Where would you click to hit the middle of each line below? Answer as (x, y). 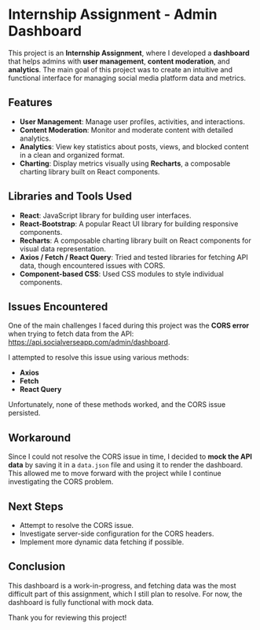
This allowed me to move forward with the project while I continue (115, 474)
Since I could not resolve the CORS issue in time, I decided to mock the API (130, 456)
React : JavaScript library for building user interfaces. (105, 215)
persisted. (24, 413)
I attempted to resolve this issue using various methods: (99, 357)
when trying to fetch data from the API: (71, 334)
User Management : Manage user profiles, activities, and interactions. (132, 121)
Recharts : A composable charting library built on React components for (135, 240)
